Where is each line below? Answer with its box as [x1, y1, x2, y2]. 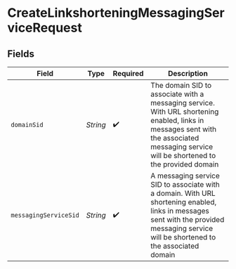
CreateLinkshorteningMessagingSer [7, 5, 225, 21]
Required [112, 69, 144, 78]
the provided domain [150, 159, 219, 169]
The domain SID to [150, 81, 212, 90]
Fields [7, 48, 35, 60]
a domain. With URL [150, 188, 216, 198]
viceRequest [7, 20, 82, 36]
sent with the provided [150, 215, 225, 224]
